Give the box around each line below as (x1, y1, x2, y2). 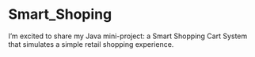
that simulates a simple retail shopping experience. (8, 39, 174, 48)
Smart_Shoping (8, 5, 112, 23)
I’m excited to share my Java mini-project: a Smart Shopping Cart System (8, 31, 248, 41)
